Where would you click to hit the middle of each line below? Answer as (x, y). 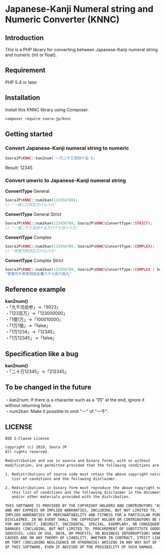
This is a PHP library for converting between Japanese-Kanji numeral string (82, 50)
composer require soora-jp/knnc (38, 119)
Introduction (25, 38)
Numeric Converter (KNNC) (62, 19)
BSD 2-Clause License (27, 438)
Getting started (29, 134)
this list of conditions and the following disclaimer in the (76, 492)
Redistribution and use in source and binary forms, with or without (78, 461)
